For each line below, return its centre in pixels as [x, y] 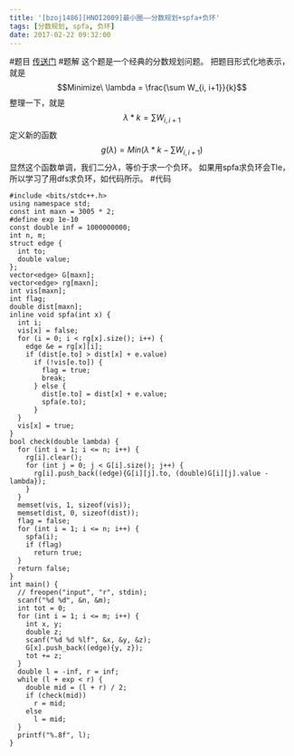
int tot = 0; [42, 608]
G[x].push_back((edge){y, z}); [85, 648]
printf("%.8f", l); [54, 735]
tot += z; [44, 655]
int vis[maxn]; [38, 291]
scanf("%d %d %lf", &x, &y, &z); [89, 640]
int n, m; [28, 235]
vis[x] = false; [48, 330]
